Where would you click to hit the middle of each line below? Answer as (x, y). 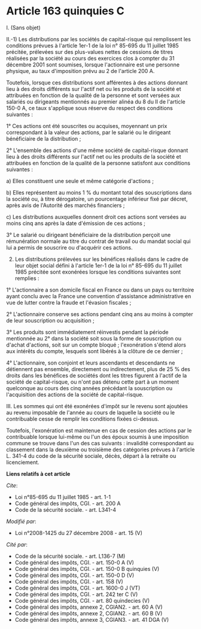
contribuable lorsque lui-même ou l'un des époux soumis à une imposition (98, 437)
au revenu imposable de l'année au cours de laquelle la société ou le (91, 412)
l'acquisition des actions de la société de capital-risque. (75, 394)
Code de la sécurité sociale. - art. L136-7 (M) (70, 556)
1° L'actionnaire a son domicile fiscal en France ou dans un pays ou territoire (100, 290)
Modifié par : (22, 521)
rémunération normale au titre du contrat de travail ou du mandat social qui (99, 241)
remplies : (27, 278)
